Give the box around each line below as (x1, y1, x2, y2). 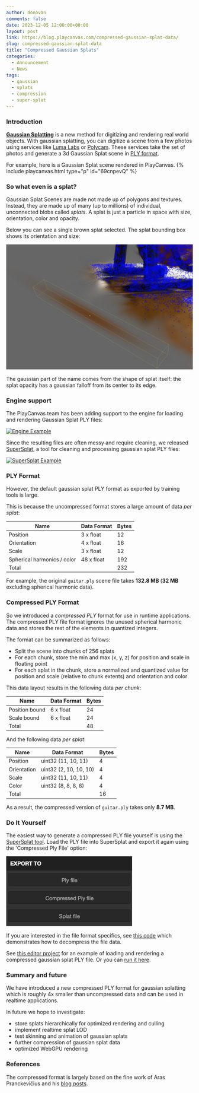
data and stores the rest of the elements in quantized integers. (6, 624, 158, 631)
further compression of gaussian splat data (14, 1039, 120, 1046)
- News (11, 66, 28, 72)
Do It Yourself (6, 818, 46, 827)
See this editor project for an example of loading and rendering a (6, 950, 164, 957)
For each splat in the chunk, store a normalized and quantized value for (14, 666, 189, 673)
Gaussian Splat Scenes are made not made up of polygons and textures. (6, 196, 183, 203)
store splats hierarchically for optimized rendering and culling (14, 1020, 165, 1027)
